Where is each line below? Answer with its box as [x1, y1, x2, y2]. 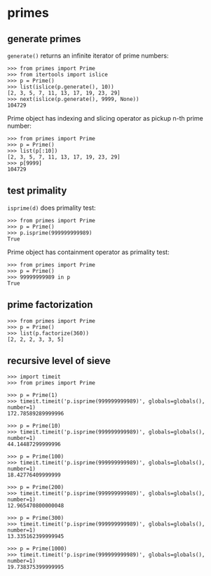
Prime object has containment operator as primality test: [7, 248, 170, 256]
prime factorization [7, 299, 93, 311]
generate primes [7, 33, 81, 45]
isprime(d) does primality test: [7, 203, 96, 212]
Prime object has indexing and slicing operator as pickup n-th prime [7, 114, 203, 122]
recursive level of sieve [7, 355, 111, 367]
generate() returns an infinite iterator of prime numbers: [7, 51, 169, 60]
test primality [7, 185, 67, 197]
